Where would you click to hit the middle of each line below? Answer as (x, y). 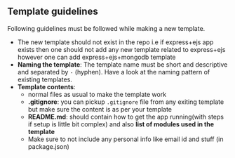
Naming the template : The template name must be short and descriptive (122, 64)
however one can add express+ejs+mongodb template (96, 57)
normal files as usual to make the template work (97, 94)
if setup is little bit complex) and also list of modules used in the (121, 124)
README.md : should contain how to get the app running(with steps (126, 117)
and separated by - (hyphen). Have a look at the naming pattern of (114, 72)
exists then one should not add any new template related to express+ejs (121, 49)
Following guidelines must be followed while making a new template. (106, 28)
